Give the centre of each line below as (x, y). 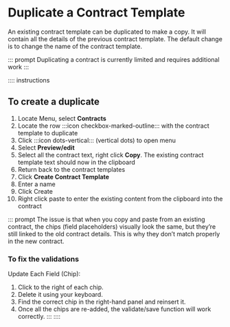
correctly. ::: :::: (39, 317)
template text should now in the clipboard (77, 162)
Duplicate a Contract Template (96, 13)
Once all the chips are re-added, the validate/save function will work (114, 309)
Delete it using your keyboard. (60, 295)
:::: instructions (29, 80)
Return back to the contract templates (71, 169)
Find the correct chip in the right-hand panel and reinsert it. (102, 302)
